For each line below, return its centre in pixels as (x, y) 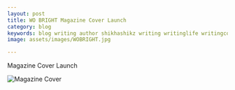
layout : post (26, 14)
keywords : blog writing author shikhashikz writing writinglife (103, 33)
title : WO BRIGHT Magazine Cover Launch (67, 20)
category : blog (29, 27)
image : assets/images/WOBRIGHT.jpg (59, 40)
